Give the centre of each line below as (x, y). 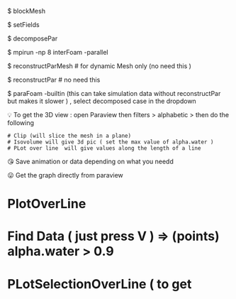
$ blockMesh (27, 11)
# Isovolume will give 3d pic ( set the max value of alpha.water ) (111, 142)
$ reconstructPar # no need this (54, 80)
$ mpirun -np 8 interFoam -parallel (58, 52)
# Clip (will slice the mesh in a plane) (69, 136)
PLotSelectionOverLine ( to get (100, 284)
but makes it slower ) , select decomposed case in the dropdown (102, 101)
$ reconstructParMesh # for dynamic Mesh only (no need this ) (99, 66)
